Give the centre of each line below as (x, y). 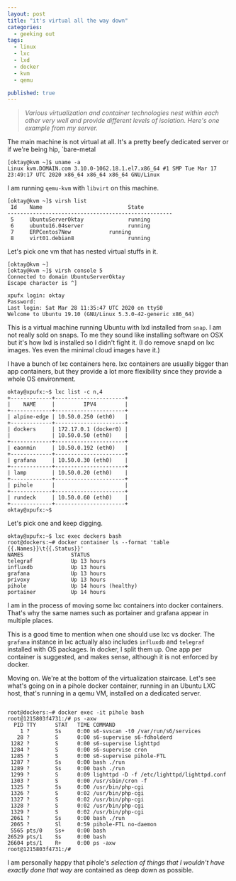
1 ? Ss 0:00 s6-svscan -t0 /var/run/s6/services (111, 731)
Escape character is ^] (43, 283)
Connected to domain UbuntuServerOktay (66, 277)
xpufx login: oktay (36, 296)
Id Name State (77, 207)
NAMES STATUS (49, 555)
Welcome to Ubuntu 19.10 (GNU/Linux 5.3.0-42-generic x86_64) (101, 314)
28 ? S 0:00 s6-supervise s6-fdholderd (95, 737)
